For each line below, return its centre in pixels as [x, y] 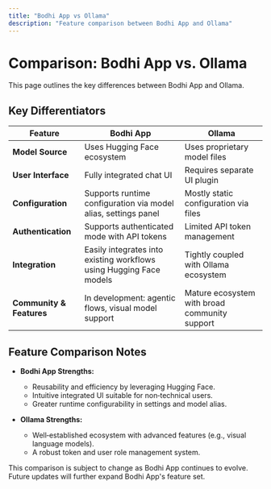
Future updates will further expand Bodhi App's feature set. [107, 477]
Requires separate [219, 170]
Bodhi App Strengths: [57, 371]
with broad [205, 303]
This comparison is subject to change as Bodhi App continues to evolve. [128, 468]
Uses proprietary [216, 147]
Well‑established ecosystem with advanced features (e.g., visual [139, 435]
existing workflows [120, 260]
